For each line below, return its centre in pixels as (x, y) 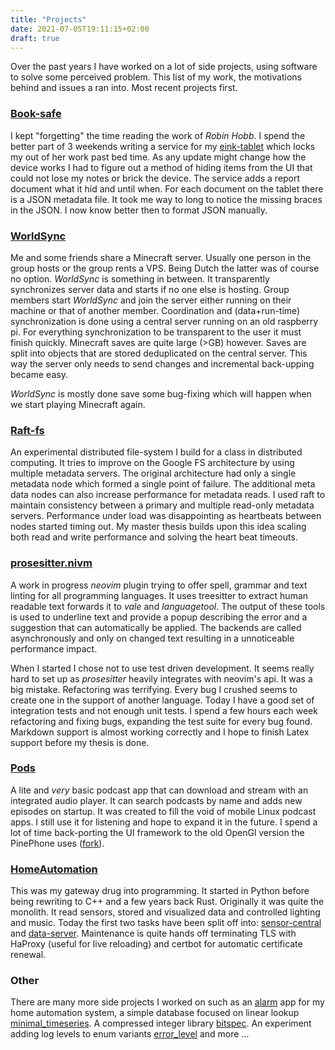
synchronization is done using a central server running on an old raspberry (164, 321)
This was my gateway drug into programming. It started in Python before (160, 891)
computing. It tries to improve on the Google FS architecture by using (152, 463)
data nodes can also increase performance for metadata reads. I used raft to (168, 495)
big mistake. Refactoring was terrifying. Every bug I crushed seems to (154, 689)
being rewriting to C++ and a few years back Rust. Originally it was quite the (167, 902)
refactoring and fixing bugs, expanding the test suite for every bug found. (161, 721)
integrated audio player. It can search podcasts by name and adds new (156, 800)
